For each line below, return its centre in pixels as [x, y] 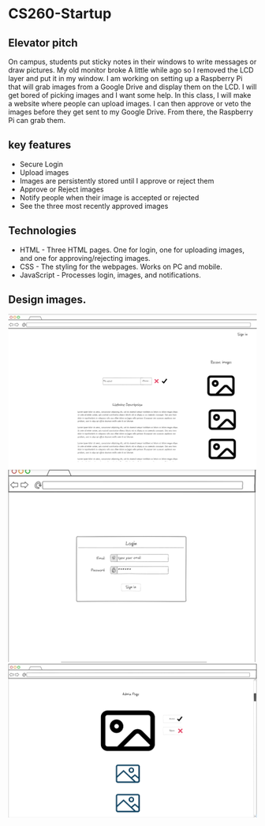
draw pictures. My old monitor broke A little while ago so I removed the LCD [131, 70]
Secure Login [41, 164]
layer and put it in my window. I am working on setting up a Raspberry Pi [125, 78]
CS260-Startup [60, 14]
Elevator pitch [43, 43]
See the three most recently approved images [94, 206]
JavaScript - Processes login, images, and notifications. [110, 275]
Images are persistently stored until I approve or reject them [117, 180]
